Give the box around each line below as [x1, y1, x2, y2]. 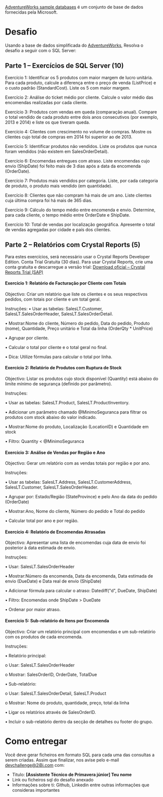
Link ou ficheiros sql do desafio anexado [12, 777, 94, 782]
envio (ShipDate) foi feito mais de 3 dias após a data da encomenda [5, 163, 141, 169]
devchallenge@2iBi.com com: [5, 762, 65, 768]
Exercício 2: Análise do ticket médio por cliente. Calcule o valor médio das [5, 94, 154, 100]
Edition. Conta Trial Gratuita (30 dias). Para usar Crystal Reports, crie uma [5, 259, 153, 265]
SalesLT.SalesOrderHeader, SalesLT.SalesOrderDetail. [5, 311, 113, 317]
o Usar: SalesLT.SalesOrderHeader [5, 662, 75, 668]
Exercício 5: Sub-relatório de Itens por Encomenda [5, 617, 109, 623]
